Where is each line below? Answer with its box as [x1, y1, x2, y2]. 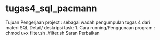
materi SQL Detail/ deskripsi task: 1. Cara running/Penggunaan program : [5, 24, 155, 30]
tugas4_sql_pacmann [5, 3, 97, 14]
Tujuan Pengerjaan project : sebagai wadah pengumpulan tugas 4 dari [5, 19, 150, 25]
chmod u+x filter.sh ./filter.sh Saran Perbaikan [5, 30, 100, 36]
